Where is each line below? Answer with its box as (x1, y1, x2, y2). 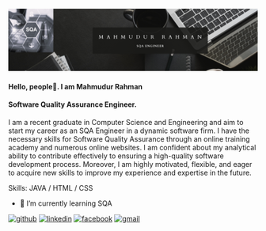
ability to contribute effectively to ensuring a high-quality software (8, 151, 224, 161)
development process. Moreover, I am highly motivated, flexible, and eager (8, 159, 253, 169)
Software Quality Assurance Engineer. (8, 100, 137, 109)
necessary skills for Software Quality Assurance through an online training (8, 134, 251, 143)
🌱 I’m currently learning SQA (19, 199, 112, 208)
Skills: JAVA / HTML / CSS (8, 183, 93, 192)
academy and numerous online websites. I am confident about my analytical (8, 142, 256, 152)
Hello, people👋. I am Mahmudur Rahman (8, 81, 142, 91)
